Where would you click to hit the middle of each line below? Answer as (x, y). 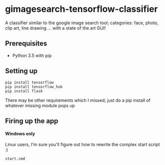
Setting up (21, 71)
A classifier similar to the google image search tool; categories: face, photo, (82, 23)
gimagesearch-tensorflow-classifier (82, 9)
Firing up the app (32, 121)
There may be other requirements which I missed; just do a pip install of (78, 100)
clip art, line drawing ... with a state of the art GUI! (55, 28)
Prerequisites (26, 44)
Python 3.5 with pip (32, 55)
